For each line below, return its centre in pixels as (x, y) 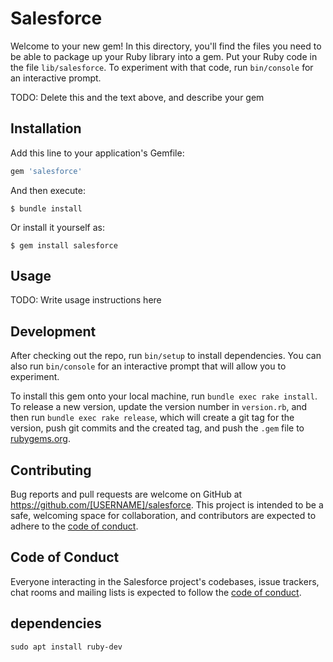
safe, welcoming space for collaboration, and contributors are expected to (163, 516)
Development (53, 331)
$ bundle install (46, 208)
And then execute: (48, 190)
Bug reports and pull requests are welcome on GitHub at (126, 494)
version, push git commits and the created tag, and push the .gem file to (157, 428)
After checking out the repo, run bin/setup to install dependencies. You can (166, 356)
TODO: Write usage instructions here (86, 300)
